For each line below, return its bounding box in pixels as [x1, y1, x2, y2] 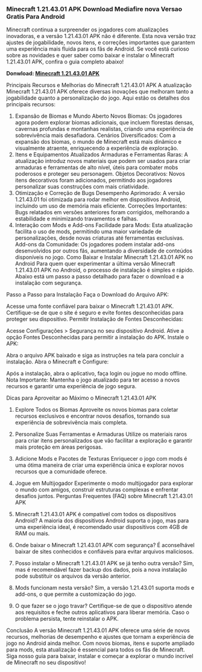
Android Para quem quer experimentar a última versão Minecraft [14, 260, 175, 267]
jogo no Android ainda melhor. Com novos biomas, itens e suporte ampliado [6, 639, 195, 647]
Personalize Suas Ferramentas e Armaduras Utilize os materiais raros [14, 430, 188, 438]
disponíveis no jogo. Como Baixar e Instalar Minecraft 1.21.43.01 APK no [14, 254, 194, 261]
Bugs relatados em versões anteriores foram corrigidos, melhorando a [14, 209, 190, 216]
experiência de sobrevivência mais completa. [14, 419, 128, 426]
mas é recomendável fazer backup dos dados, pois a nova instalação [14, 566, 188, 574]
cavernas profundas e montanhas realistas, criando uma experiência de [14, 126, 194, 133]
